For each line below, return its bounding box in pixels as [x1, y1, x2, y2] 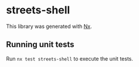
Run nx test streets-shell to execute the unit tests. [6, 55, 133, 62]
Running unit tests [6, 40, 74, 50]
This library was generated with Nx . [6, 23, 92, 30]
